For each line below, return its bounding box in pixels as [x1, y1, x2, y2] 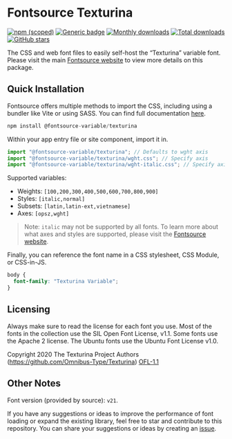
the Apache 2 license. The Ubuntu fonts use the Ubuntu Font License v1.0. [7, 337, 219, 345]
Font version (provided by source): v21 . [7, 396, 119, 404]
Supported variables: [7, 174, 67, 182]
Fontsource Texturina [7, 5, 133, 21]
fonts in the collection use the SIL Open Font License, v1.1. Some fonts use [7, 329, 218, 337]
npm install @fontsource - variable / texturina [7, 123, 137, 129]
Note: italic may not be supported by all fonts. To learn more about [23, 223, 219, 231]
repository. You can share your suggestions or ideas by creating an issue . [7, 424, 217, 432]
